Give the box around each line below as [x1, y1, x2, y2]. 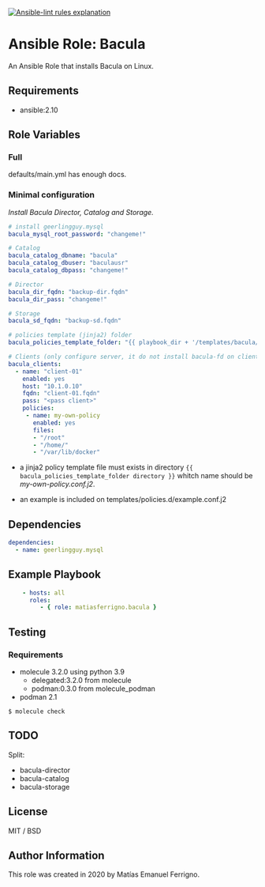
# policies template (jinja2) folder [8, 331, 132, 339]
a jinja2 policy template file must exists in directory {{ [19, 462, 193, 472]
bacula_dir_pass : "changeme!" [8, 295, 108, 304]
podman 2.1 [19, 693, 58, 702]
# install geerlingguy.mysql [8, 222, 104, 231]
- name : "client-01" [15, 368, 83, 376]
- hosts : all [22, 589, 65, 597]
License [8, 805, 48, 818]
